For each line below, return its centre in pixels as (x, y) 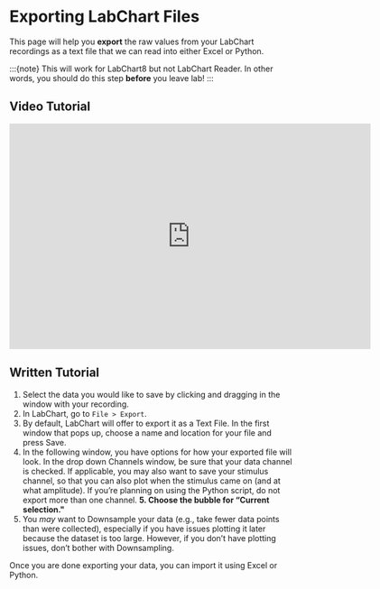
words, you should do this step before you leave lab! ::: (111, 78)
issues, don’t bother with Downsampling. (98, 548)
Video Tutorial (50, 107)
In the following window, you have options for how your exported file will (157, 452)
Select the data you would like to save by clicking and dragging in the (151, 394)
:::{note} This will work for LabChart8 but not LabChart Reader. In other (141, 69)
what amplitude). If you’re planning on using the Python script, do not (151, 490)
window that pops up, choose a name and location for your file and (147, 433)
